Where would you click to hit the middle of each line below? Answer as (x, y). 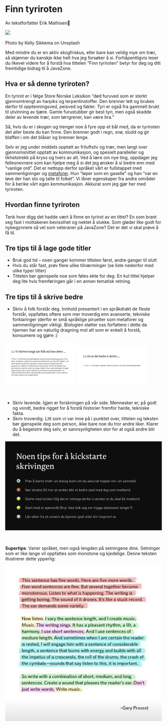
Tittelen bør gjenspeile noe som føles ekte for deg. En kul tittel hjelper (83, 276)
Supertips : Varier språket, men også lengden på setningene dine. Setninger (83, 548)
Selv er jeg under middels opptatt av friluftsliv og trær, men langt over (76, 147)
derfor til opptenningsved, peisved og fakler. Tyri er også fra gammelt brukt (82, 106)
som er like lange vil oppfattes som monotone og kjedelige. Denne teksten (81, 553)
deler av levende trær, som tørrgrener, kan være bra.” (60, 117)
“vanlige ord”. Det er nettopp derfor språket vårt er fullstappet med (74, 168)
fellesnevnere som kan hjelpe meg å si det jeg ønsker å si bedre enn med (80, 163)
